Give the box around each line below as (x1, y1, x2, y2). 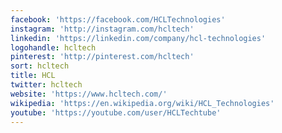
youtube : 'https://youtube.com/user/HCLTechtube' (10, 107, 222, 118)
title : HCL (10, 71, 56, 81)
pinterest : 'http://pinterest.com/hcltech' (10, 52, 195, 62)
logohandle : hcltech (10, 42, 97, 53)
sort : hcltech (10, 61, 70, 71)
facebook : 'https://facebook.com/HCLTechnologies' (10, 14, 226, 25)
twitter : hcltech (10, 80, 83, 90)
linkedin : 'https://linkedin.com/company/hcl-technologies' (10, 33, 267, 43)
